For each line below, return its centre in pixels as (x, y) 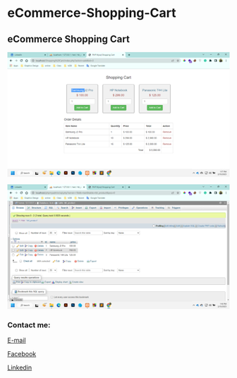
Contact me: (29, 324)
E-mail (17, 341)
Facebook (22, 354)
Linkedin (20, 367)
